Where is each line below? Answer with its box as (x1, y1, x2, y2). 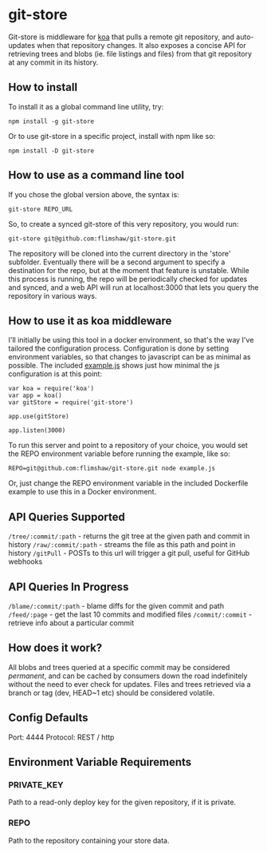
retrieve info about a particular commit (8, 618, 135, 628)
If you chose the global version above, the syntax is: (8, 189, 179, 199)
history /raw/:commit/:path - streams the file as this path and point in (8, 540, 236, 549)
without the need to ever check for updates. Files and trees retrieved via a (8, 679, 251, 688)
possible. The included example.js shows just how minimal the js (8, 361, 221, 371)
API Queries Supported (8, 510, 126, 524)
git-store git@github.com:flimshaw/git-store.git (8, 234, 177, 243)
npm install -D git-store (8, 146, 94, 155)
